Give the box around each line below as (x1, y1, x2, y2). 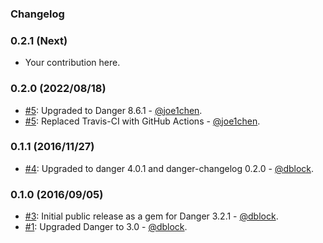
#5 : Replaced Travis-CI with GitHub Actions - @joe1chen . (24, 115, 261, 127)
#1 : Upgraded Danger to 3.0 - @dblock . (24, 221, 188, 233)
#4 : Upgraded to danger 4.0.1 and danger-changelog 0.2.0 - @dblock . (24, 162, 315, 174)
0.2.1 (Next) (10, 33, 68, 47)
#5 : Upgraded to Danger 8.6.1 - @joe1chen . (24, 104, 203, 116)
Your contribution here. (24, 57, 121, 69)
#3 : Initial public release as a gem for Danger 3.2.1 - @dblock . (24, 210, 279, 222)
